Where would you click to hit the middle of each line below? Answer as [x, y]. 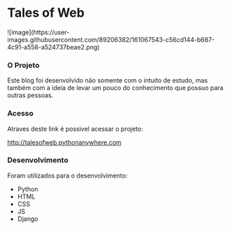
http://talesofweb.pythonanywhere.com [64, 142]
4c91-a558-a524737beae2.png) [53, 47]
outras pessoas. [30, 95]
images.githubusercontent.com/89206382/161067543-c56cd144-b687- [111, 39]
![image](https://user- [38, 32]
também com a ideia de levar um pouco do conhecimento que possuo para [115, 88]
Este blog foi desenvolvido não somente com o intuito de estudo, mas [108, 80]
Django [28, 219]
